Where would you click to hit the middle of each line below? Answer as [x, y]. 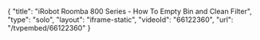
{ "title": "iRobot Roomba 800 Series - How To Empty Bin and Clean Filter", [130, 11]
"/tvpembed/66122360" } [49, 28]
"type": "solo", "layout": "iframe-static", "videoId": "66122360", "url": [120, 20]
